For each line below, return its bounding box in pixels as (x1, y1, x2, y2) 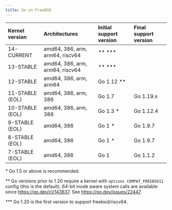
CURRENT (8, 52, 33, 59)
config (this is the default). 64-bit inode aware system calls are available (5, 183, 158, 190)
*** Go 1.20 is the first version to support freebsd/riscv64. (5, 198, 128, 205)
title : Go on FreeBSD (5, 7, 52, 13)
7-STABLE (8, 148, 34, 155)
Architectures (43, 30, 78, 37)
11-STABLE (8, 89, 37, 96)
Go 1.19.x (134, 93, 158, 100)
